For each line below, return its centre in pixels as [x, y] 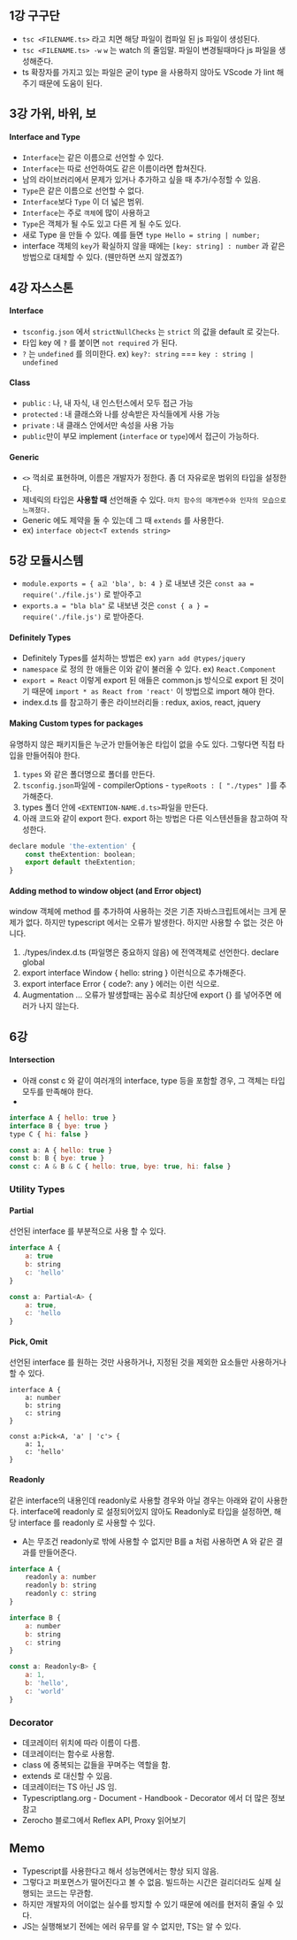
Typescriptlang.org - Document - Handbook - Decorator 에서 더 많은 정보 [153, 1798]
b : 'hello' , [47, 1683]
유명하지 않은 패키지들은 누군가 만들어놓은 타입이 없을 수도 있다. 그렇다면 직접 [142, 744]
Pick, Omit [29, 1341]
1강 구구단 [34, 16]
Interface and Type [45, 136]
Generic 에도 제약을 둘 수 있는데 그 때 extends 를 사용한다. [123, 520]
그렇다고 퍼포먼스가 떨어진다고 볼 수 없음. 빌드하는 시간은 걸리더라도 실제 [147, 1882]
